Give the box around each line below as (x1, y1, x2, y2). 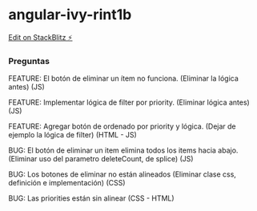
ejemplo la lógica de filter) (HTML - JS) (8, 130, 138, 140)
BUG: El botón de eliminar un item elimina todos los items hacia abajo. (8, 145, 239, 155)
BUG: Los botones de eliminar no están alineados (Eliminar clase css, (8, 169, 236, 179)
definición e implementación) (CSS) (8, 178, 126, 188)
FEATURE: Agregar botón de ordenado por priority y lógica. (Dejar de (8, 121, 236, 131)
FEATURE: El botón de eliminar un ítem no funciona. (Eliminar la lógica (8, 74, 239, 83)
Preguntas (8, 55, 50, 66)
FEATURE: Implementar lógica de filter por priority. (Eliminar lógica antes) (8, 98, 250, 107)
